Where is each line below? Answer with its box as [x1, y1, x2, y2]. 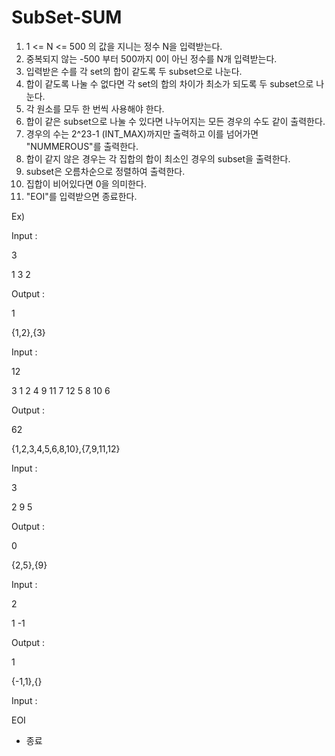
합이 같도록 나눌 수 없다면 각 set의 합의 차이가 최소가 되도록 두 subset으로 [25, 77, 314, 90]
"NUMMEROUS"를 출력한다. [25, 140, 139, 152]
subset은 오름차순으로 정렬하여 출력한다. [25, 165, 186, 177]
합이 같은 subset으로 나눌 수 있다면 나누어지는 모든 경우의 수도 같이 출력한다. [25, 115, 326, 127]
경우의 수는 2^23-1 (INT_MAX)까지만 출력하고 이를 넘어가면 [25, 127, 259, 140]
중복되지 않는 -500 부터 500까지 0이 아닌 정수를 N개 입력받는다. [25, 52, 278, 65]
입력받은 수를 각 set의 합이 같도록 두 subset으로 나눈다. [25, 65, 243, 77]
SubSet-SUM [11, 6, 123, 29]
